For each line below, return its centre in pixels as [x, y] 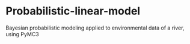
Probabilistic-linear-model [73, 11]
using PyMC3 [23, 34]
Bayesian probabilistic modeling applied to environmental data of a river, [95, 28]
